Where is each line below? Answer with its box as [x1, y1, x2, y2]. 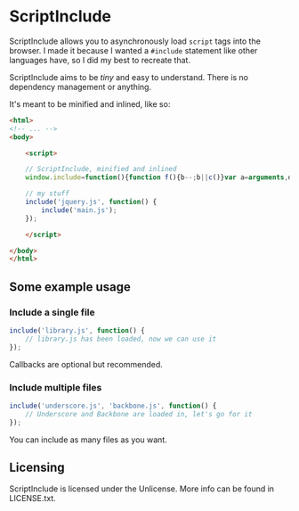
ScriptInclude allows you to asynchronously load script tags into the [9, 36, 261, 46]
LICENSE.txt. [9, 493, 56, 504]
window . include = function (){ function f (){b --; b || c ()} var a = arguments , [25, 173, 289, 182]
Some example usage [9, 279, 132, 294]
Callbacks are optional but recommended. [9, 359, 163, 369]
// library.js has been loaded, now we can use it [25, 334, 217, 343]
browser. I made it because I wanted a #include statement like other [9, 45, 258, 55]
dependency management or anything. [9, 81, 152, 92]
